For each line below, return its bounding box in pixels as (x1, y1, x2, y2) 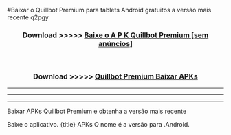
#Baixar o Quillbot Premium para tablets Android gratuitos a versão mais (7, 6, 212, 14)
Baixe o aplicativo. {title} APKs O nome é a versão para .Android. (7, 120, 190, 128)
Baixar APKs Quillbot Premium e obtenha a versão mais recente (7, 107, 187, 115)
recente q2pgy (7, 13, 49, 21)
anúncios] (98, 39, 133, 48)
